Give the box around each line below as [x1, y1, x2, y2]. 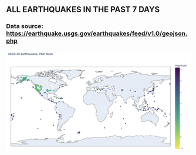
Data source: [6, 22, 44, 30]
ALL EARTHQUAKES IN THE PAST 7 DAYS [6, 5, 160, 15]
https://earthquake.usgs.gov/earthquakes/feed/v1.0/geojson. [6, 29, 188, 37]
